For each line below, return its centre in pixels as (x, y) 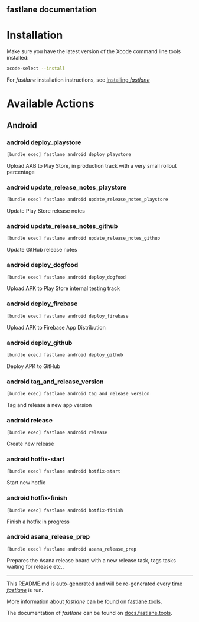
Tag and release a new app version (49, 405)
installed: (18, 58)
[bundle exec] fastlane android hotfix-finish (65, 510)
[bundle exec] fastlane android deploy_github (65, 355)
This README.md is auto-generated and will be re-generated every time (94, 584)
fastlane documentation (52, 10)
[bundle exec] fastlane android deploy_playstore (69, 155)
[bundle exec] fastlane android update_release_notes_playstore (87, 200)
